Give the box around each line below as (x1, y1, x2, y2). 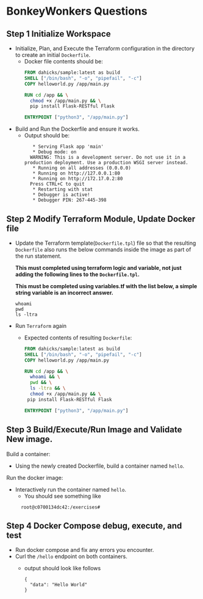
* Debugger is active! (32, 192, 90, 198)
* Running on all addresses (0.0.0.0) (32, 165, 131, 172)
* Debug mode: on (32, 149, 77, 155)
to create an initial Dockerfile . (15, 51, 91, 59)
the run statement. (15, 252, 62, 260)
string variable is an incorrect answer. (15, 289, 114, 296)
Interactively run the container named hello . (15, 485, 127, 493)
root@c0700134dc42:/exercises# (21, 504, 101, 510)
